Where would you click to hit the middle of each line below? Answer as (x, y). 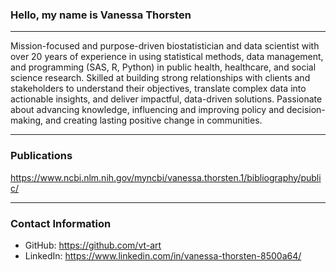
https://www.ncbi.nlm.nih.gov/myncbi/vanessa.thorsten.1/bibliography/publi (166, 177)
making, (27, 120)
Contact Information (61, 223)
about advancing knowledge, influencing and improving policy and (147, 110)
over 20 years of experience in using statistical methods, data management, (167, 57)
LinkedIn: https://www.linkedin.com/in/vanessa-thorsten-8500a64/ (163, 255)
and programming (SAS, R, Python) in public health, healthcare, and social (163, 67)
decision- (306, 110)
